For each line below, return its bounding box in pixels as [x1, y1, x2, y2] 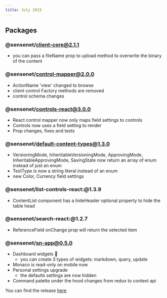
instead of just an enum [12, 163, 62, 169]
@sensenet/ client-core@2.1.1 [5, 41, 79, 48]
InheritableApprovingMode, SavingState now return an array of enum [12, 157, 157, 163]
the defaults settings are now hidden [20, 272, 97, 278]
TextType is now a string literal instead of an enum [12, 168, 118, 174]
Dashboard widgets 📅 [12, 251, 58, 257]
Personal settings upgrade [12, 267, 68, 273]
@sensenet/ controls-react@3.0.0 [5, 106, 91, 113]
